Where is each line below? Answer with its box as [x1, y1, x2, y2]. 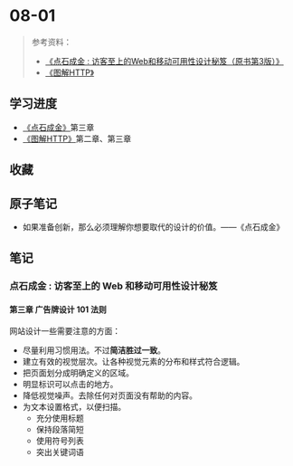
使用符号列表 [35, 435, 84, 446]
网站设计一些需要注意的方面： [9, 326, 120, 337]
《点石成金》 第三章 [22, 121, 95, 132]
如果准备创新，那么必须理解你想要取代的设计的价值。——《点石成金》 [22, 221, 285, 232]
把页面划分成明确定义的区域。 [22, 367, 134, 378]
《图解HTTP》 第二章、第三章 [22, 133, 132, 144]
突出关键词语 [35, 447, 84, 458]
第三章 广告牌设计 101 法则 [9, 304, 107, 315]
